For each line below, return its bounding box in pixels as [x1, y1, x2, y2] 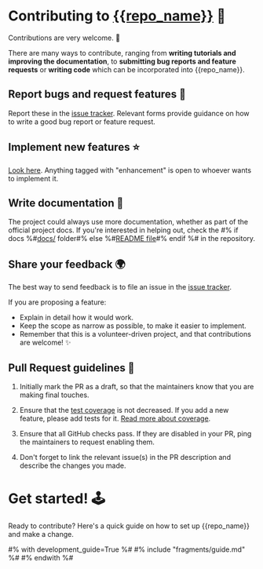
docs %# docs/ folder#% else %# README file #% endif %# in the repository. [8, 234, 256, 243]
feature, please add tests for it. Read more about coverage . [19, 414, 211, 423]
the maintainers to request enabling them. [19, 437, 155, 447]
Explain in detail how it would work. [19, 313, 134, 323]
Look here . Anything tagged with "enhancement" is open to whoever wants [8, 165, 252, 175]
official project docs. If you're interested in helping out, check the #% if [8, 225, 239, 235]
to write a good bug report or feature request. [8, 117, 155, 126]
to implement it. [8, 173, 59, 183]
